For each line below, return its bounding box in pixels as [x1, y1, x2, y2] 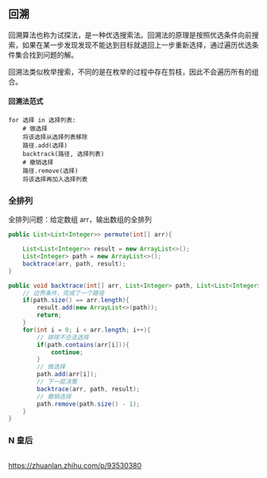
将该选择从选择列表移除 [22, 134, 88, 142]
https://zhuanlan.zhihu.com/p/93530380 [8, 461, 142, 470]
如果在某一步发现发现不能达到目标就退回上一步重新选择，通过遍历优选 [21, 40, 252, 49]
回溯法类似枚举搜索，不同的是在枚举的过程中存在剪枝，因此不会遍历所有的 [8, 67, 252, 76]
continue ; [50, 348, 83, 356]
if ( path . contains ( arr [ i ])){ [37, 340, 130, 348]
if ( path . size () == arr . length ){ [22, 297, 130, 305]
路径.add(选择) [22, 142, 68, 150]
